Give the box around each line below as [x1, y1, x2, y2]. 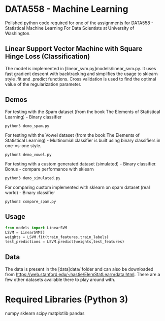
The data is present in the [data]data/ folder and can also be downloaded [5, 266, 154, 272]
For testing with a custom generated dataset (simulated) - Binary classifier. [5, 160, 157, 166]
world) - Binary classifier [5, 189, 55, 196]
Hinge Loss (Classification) [5, 52, 90, 61]
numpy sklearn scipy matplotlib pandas [5, 310, 85, 316]
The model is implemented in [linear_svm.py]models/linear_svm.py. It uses [5, 65, 156, 71]
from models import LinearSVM [5, 226, 67, 231]
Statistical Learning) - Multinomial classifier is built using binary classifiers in [5, 137, 161, 143]
